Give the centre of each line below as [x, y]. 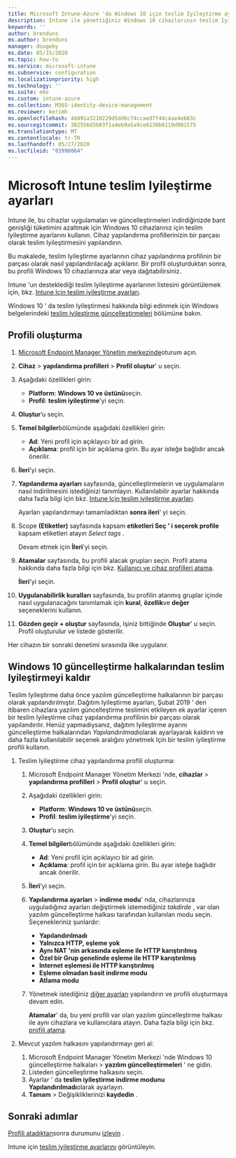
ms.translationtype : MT [43, 131]
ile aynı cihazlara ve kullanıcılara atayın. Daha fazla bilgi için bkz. [121, 1022]
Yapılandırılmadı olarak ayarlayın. [76, 1087]
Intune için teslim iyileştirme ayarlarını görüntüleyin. [82, 1147]
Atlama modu [59, 980]
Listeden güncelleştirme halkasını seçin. [86, 1072]
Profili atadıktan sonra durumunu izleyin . [66, 1133]
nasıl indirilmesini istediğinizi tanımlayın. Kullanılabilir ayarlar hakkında [118, 491]
